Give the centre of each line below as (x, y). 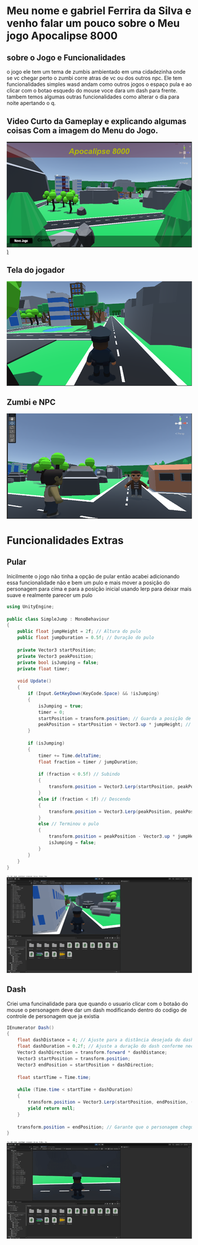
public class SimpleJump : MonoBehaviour (58, 619)
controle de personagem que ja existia (53, 1016)
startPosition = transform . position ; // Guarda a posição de (115, 718)
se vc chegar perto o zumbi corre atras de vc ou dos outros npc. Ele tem (95, 78)
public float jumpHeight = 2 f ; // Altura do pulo (79, 631)
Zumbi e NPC (31, 403)
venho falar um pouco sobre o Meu (93, 23)
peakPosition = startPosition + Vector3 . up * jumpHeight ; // (115, 725)
